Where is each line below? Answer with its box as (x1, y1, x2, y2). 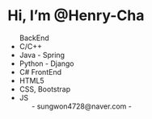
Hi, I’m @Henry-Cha (7, 6, 145, 25)
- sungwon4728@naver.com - (31, 101, 133, 111)
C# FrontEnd (19, 67, 62, 76)
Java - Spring (19, 50, 65, 59)
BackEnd (19, 33, 49, 43)
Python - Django (19, 59, 74, 68)
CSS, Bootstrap (19, 84, 71, 94)
